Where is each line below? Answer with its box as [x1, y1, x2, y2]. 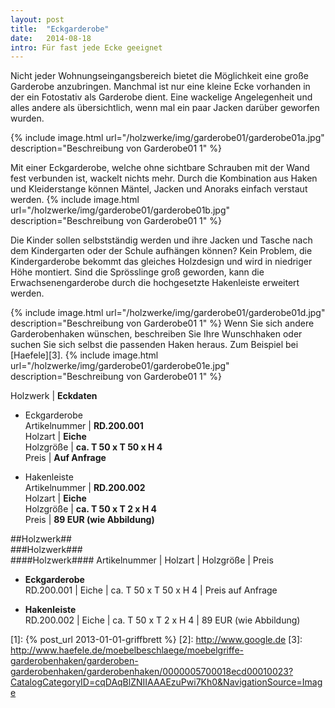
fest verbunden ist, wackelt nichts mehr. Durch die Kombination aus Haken [10, 172, 318, 185]
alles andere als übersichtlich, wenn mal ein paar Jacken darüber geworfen [10, 102, 320, 114]
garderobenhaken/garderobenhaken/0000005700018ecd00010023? [10, 666, 294, 678]
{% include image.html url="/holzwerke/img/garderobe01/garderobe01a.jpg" [10, 132, 325, 144]
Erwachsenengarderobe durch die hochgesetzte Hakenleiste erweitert [10, 277, 300, 289]
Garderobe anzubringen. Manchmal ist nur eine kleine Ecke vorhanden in [10, 81, 311, 93]
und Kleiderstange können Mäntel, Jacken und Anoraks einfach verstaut [10, 183, 308, 195]
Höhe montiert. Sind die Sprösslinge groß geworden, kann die [10, 266, 265, 278]
